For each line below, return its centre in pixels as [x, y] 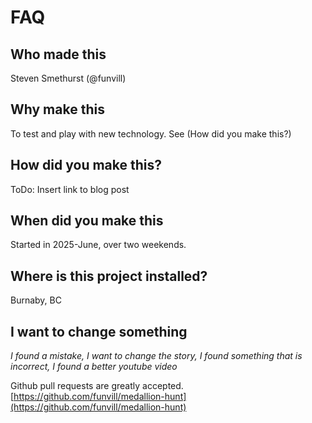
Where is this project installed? [109, 276]
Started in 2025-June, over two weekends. [98, 245]
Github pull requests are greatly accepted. [97, 386]
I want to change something [99, 331]
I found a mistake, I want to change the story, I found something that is [156, 356]
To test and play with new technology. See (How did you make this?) [151, 133]
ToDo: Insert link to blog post [70, 189]
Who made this [58, 54]
